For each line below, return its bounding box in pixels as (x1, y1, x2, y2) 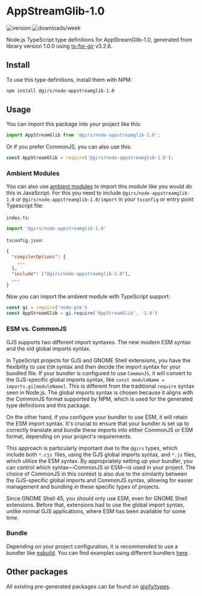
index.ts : (6, 214, 30, 221)
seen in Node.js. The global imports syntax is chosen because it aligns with (6, 388, 194, 396)
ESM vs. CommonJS (6, 325, 68, 333)
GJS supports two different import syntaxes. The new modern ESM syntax (6, 338, 191, 345)
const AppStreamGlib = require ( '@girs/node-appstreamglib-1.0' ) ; (6, 155, 174, 161)
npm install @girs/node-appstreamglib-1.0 (6, 88, 115, 94)
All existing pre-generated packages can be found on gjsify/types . (6, 583, 171, 590)
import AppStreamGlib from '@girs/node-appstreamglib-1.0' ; (6, 132, 161, 139)
